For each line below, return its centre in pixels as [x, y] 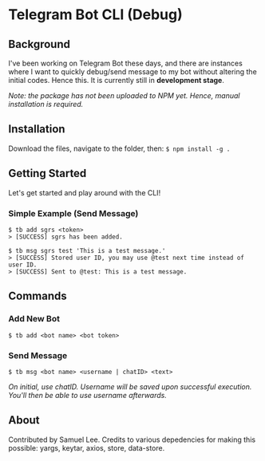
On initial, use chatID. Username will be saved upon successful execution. [130, 386]
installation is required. [46, 104]
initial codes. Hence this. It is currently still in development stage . [117, 80]
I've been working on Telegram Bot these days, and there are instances [126, 63]
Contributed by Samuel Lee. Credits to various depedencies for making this [132, 439]
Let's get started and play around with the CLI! [85, 192]
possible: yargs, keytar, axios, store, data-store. [87, 447]
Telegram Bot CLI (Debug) [96, 15]
